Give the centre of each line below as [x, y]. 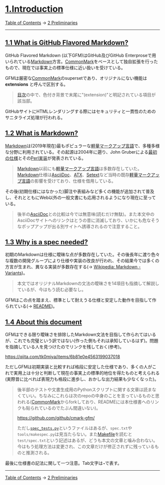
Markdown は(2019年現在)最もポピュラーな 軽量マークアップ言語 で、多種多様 [82, 146]
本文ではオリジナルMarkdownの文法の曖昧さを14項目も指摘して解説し [88, 284]
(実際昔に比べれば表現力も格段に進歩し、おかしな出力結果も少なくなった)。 [82, 379]
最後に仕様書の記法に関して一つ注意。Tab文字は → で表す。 [63, 463]
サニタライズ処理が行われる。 [35, 117]
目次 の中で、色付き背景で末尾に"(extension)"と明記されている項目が [86, 95]
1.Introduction [34, 9]
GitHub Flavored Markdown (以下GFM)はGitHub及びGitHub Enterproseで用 [81, 55]
